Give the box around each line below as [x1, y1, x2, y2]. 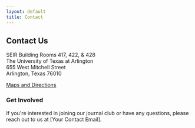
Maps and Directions [6, 82, 57, 89]
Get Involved [6, 96, 44, 105]
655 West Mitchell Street [6, 64, 66, 71]
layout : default [6, 8, 46, 15]
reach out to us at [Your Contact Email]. [6, 116, 102, 123]
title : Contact [6, 14, 44, 20]
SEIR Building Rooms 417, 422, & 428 [6, 51, 96, 59]
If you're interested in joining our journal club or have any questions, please [6, 109, 189, 116]
